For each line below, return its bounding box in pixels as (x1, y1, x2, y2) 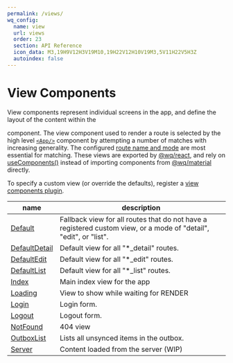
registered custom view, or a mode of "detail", (60, 223, 209, 233)
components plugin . (7, 186, 64, 195)
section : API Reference (13, 42, 82, 49)
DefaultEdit (10, 254, 47, 264)
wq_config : (7, 17, 39, 24)
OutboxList (10, 333, 46, 343)
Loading (10, 288, 37, 298)
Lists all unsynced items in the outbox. (60, 333, 184, 343)
